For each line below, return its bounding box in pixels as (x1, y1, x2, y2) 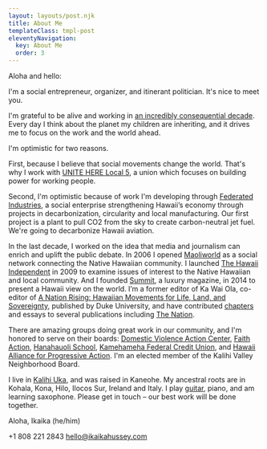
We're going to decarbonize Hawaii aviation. (8, 226, 155, 235)
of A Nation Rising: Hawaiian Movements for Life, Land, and (29, 292, 226, 302)
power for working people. (8, 176, 96, 186)
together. (8, 401, 38, 410)
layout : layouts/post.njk (8, 11, 95, 20)
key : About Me (15, 42, 63, 50)
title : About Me (8, 19, 63, 27)
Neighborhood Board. (8, 359, 80, 369)
